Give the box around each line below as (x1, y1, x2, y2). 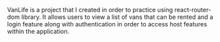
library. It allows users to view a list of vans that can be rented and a (21, 13, 214, 21)
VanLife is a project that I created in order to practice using (7, 6, 173, 14)
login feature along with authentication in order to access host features (7, 20, 208, 28)
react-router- (174, 6, 211, 14)
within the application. (7, 27, 70, 35)
